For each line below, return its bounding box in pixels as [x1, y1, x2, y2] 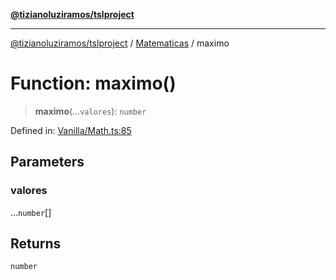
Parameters [10, 154, 85, 171]
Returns [10, 235, 62, 253]
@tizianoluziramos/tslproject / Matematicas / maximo [10, 37, 230, 49]
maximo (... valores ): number [34, 105, 147, 117]
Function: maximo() [10, 72, 177, 95]
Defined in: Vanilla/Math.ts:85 [10, 124, 132, 136]
